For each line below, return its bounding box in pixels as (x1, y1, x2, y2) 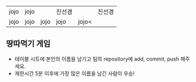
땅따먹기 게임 (6, 39, 51, 49)
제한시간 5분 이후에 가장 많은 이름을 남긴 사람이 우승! (14, 70, 135, 77)
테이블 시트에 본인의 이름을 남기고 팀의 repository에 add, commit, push (14, 55, 180, 62)
